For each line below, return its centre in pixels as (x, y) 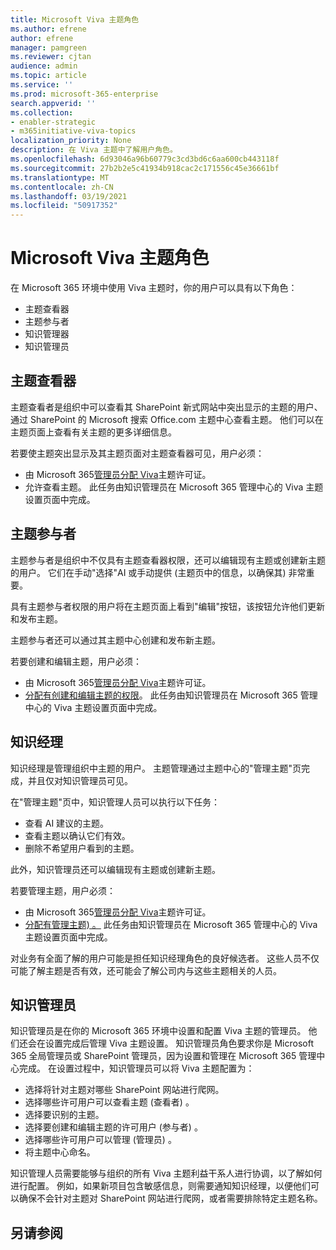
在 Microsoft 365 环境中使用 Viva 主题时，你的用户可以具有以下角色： (154, 288)
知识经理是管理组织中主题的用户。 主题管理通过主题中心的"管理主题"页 (156, 768)
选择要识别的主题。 (64, 1115)
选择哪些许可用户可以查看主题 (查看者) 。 (109, 1102)
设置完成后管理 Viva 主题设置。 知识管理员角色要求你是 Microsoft (179, 1043)
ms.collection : (42, 112)
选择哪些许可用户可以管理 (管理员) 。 (100, 1140)
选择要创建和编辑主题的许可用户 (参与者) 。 (113, 1127)
